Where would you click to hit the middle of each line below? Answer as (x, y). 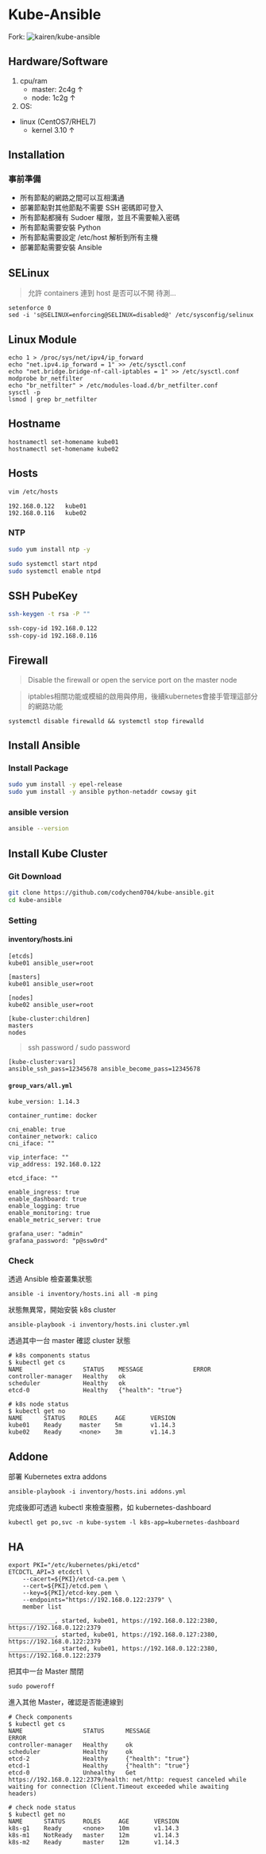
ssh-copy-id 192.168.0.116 (53, 636)
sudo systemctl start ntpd (53, 563)
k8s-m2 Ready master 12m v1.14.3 (94, 1842)
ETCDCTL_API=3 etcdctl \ (49, 1572)
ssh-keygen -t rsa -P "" (49, 614)
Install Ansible (44, 746)
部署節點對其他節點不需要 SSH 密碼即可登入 (92, 207)
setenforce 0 (30, 308)
